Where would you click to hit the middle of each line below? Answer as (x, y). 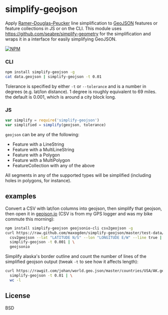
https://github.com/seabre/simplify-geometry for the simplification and (78, 34)
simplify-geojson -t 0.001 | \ (42, 242)
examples (21, 196)
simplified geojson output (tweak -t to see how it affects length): (72, 262)
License (18, 296)
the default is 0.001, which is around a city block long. (61, 97)
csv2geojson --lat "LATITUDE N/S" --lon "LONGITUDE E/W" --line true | (86, 237)
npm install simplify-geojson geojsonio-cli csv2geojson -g (69, 228)
